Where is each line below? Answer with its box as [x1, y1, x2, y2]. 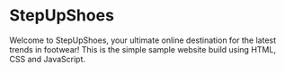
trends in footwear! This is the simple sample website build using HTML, [9, 44, 277, 54]
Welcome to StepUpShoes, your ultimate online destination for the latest [9, 35, 277, 45]
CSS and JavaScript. [9, 53, 86, 64]
